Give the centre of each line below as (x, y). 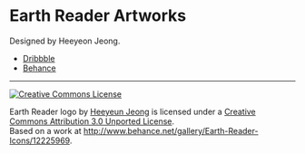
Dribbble (39, 58)
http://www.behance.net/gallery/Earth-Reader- (171, 130)
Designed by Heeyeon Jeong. (65, 41)
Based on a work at (45, 130)
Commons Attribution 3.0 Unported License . (92, 121)
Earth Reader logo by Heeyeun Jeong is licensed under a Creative (133, 111)
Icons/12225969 (40, 140)
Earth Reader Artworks (98, 16)
